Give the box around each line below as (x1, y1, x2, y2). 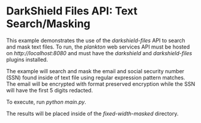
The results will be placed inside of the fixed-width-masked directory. (6, 110, 179, 117)
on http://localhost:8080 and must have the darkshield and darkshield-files (6, 49, 193, 56)
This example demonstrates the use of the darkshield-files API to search (6, 37, 185, 44)
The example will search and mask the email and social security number (6, 67, 185, 74)
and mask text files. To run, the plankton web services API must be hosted (6, 43, 190, 50)
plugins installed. (6, 56, 48, 63)
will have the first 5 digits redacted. (6, 86, 93, 94)
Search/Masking (6, 17, 91, 31)
